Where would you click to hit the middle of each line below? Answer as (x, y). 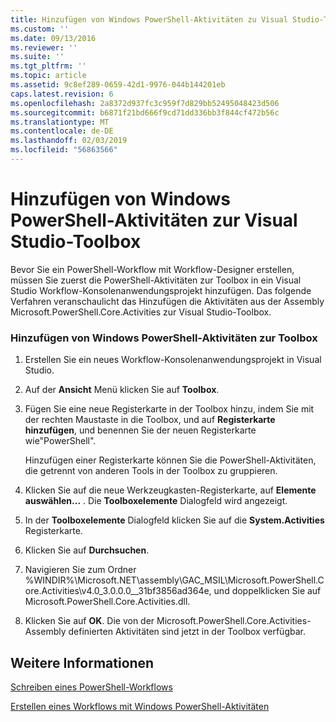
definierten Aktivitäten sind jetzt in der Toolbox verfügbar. (187, 632)
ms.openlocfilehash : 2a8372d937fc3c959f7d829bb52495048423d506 (145, 103)
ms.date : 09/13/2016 (53, 38)
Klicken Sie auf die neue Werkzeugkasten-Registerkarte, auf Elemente (170, 490)
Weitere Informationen (82, 662)
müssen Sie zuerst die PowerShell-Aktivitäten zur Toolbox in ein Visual (156, 280)
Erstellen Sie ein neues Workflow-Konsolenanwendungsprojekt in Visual (173, 360)
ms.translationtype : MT (60, 122)
